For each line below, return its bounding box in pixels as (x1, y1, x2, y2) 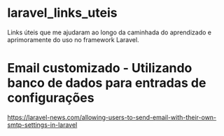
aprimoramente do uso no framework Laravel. (7, 35, 139, 43)
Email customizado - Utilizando (7, 60, 192, 76)
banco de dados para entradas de (7, 75, 206, 91)
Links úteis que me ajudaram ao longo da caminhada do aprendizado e (7, 28, 212, 36)
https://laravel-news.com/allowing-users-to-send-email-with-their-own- (7, 113, 217, 121)
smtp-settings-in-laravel (7, 121, 78, 129)
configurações (7, 90, 94, 106)
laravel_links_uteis (7, 5, 118, 21)
